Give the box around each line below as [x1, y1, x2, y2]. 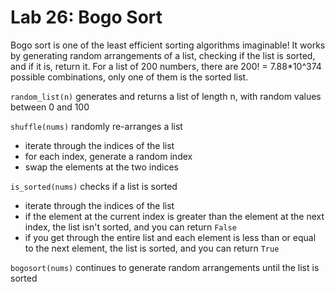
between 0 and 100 [10, 101, 90, 113]
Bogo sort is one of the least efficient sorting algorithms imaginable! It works [10, 39, 326, 51]
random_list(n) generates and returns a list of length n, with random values [10, 90, 322, 102]
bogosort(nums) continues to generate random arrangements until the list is [10, 261, 320, 273]
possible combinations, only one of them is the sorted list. [10, 71, 249, 83]
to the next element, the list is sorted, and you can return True [24, 242, 280, 254]
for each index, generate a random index [24, 150, 193, 162]
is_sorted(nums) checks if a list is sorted [10, 180, 178, 192]
